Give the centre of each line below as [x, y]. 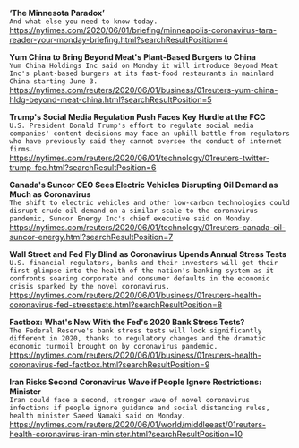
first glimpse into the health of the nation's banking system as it [142, 271]
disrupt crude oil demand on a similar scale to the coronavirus [133, 211]
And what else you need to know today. [84, 22]
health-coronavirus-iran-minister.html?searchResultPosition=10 [126, 434]
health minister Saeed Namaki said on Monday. [98, 416]
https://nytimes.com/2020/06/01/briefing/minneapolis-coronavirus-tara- [143, 30]
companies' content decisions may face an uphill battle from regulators [150, 134]
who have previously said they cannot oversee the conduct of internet [145, 142]
